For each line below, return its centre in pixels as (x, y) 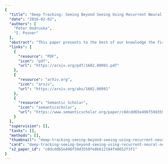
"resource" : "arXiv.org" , (45, 79)
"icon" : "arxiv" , (36, 84)
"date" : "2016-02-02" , (33, 19)
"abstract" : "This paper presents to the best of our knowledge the (82, 42)
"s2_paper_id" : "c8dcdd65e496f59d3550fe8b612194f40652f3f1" (73, 149)
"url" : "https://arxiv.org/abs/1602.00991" (64, 89)
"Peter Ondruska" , (33, 28)
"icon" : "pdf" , (34, 61)
